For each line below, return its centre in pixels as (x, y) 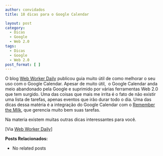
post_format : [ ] (23, 65)
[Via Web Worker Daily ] (29, 129)
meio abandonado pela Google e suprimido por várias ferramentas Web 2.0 (82, 89)
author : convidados (25, 10)
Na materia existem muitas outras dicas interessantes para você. (71, 119)
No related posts (29, 148)
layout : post (18, 23)
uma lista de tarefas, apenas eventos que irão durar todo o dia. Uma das (78, 100)
